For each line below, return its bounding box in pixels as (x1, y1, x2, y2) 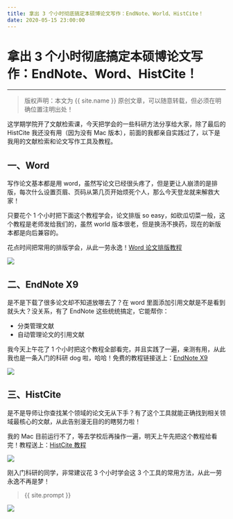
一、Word (7, 159, 50, 171)
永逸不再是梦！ (7, 477, 50, 485)
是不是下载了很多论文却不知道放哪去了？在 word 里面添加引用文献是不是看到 (7, 299, 226, 307)
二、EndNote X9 (7, 279, 79, 290)
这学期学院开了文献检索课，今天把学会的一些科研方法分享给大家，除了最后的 (7, 120, 226, 128)
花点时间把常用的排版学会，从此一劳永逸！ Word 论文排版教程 (7, 243, 182, 252)
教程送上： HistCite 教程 (19, 441, 87, 449)
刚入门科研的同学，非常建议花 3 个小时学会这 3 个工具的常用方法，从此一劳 (7, 468, 223, 477)
